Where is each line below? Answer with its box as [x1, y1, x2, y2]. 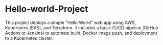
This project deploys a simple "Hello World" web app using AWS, [5, 20, 136, 25]
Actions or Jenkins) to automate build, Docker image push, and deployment [5, 30, 158, 36]
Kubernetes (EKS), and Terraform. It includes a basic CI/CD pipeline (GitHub [5, 24, 158, 30]
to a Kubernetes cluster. [5, 35, 53, 41]
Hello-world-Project [5, 3, 88, 15]
